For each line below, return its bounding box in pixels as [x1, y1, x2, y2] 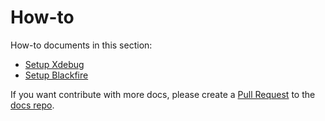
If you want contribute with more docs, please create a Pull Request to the [10, 88, 316, 100]
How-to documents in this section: [10, 39, 153, 51]
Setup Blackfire [24, 69, 89, 81]
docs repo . [10, 99, 55, 111]
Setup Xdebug [24, 58, 85, 70]
